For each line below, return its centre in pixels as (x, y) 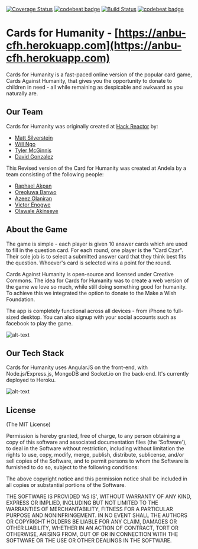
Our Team (25, 112)
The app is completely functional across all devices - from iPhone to (89, 311)
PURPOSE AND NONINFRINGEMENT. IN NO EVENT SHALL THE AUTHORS (97, 515)
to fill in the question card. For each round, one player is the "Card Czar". (95, 250)
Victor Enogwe (33, 205)
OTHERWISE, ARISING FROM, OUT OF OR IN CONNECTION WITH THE (92, 534)
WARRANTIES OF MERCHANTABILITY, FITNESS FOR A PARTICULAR (90, 509)
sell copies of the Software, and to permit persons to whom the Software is (98, 461)
